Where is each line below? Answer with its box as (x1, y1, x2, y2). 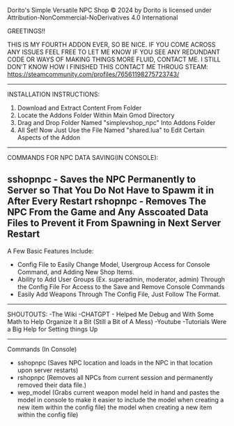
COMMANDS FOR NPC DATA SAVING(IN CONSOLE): (7, 154, 159, 161)
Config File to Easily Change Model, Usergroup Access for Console (17, 260, 210, 268)
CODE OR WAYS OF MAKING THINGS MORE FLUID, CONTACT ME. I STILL (7, 55, 221, 64)
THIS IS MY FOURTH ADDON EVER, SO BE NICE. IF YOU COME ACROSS (7, 41, 216, 48)
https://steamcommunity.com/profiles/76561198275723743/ (7, 70, 180, 78)
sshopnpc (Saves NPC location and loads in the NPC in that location (17, 358, 213, 367)
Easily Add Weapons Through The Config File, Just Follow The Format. (17, 290, 221, 298)
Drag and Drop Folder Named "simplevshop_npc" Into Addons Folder (17, 119, 216, 126)
